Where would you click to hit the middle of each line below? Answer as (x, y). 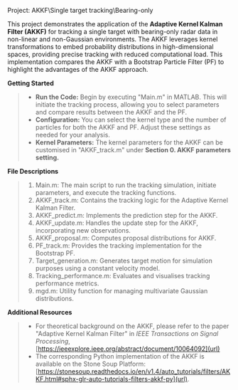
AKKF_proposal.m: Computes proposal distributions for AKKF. (126, 238)
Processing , (53, 341)
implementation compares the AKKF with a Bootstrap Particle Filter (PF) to (116, 62)
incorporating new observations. (83, 230)
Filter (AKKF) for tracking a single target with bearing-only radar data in (113, 32)
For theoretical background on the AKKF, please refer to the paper (132, 326)
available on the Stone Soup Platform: (90, 364)
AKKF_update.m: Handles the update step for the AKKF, (117, 223)
